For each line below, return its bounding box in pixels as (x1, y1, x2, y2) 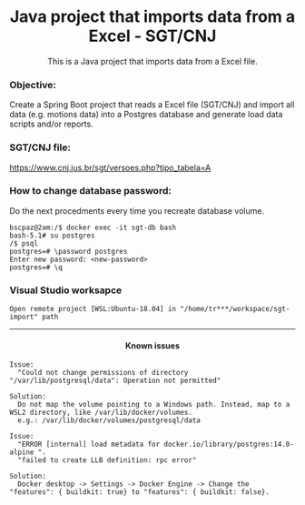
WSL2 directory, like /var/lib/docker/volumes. (9, 408, 193, 418)
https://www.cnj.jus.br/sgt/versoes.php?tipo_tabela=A (9, 162, 212, 173)
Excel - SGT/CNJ (88, 25, 217, 46)
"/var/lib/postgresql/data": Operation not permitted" (9, 376, 221, 386)
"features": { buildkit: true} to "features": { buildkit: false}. (9, 488, 271, 497)
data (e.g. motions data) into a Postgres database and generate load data (9, 109, 283, 120)
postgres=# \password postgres (9, 247, 128, 256)
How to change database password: (9, 185, 172, 197)
